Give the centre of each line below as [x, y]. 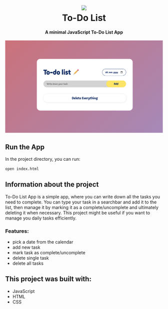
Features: [17, 231]
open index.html [22, 169]
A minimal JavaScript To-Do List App [84, 32]
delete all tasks [28, 263]
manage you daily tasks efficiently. [41, 218]
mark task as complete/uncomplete [49, 253]
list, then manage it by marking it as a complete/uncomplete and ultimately [82, 207]
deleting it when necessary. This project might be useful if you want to [78, 213]
